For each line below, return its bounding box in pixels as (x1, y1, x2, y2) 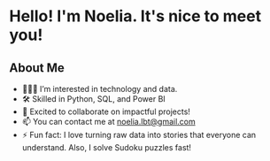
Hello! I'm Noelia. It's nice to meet (9, 6, 262, 27)
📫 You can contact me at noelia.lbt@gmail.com (21, 117, 197, 126)
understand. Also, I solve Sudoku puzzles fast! (21, 142, 192, 152)
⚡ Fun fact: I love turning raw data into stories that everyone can (21, 130, 257, 140)
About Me (9, 60, 65, 75)
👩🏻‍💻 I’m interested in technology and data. (21, 84, 178, 94)
